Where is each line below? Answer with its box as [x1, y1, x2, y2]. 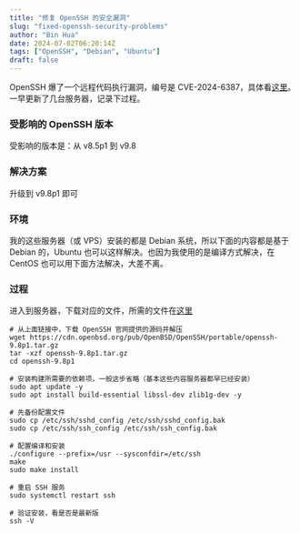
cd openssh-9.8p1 [9, 357, 75, 367]
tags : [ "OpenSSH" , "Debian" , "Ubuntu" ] [9, 47, 161, 56]
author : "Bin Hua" [9, 30, 79, 39]
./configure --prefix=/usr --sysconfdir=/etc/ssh [9, 449, 202, 459]
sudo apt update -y [9, 383, 84, 392]
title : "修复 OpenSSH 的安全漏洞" [9, 13, 131, 23]
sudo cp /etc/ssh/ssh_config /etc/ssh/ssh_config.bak [9, 424, 218, 433]
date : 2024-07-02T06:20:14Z [9, 38, 116, 48]
